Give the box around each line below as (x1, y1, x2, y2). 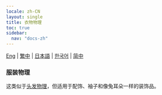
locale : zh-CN (6, 8, 41, 15)
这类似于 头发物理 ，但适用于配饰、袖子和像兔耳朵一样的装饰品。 (6, 83, 159, 90)
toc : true (6, 24, 30, 31)
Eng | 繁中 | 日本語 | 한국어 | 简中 (6, 52, 84, 59)
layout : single (6, 14, 43, 20)
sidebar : (6, 30, 27, 36)
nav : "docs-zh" (11, 36, 48, 41)
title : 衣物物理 (6, 19, 42, 25)
